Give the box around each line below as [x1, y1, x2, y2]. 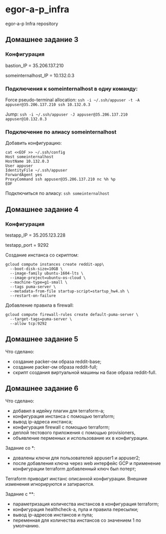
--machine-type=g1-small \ [10, 280, 68, 285]
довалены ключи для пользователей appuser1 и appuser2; [12, 455, 140, 461]
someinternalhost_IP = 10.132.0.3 [5, 72, 75, 78]
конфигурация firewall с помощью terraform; [12, 424, 110, 430]
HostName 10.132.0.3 [5, 159, 50, 164]
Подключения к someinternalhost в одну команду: [5, 85, 138, 92]
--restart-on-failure [10, 293, 56, 298]
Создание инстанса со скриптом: [5, 252, 79, 258]
